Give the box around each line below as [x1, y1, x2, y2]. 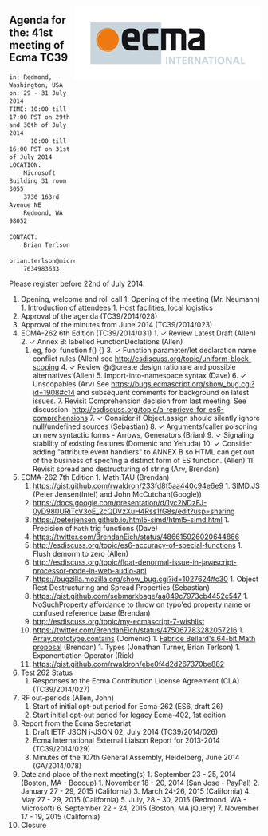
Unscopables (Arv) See [32, 378, 110, 389]
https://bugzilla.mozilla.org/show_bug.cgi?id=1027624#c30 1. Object [32, 574, 258, 584]
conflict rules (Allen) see [32, 354, 113, 363]
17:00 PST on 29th [9, 113, 70, 121]
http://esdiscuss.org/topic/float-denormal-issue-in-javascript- [32, 557, 238, 567]
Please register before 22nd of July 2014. [9, 279, 145, 288]
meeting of [9, 38, 65, 52]
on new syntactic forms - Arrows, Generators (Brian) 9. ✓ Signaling [32, 430, 254, 439]
